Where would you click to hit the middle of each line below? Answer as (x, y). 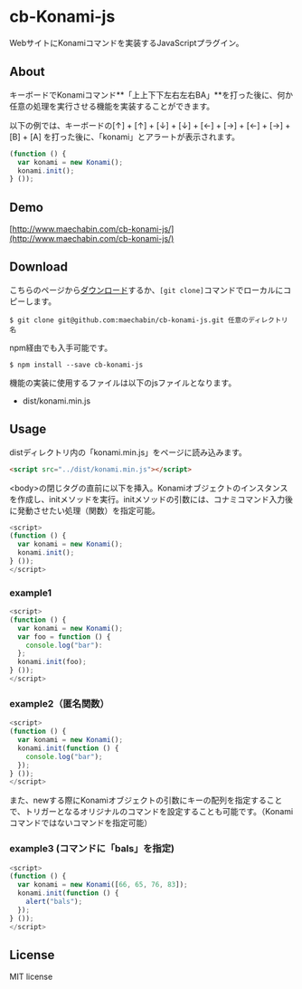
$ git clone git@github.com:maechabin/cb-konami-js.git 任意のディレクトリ (149, 320)
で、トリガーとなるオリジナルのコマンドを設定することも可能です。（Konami (151, 812)
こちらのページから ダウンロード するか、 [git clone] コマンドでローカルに (146, 290)
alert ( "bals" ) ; (54, 902)
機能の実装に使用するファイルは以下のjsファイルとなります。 (123, 383)
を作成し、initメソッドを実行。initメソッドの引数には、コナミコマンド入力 (147, 499)
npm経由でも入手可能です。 (61, 347)
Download (38, 267)
